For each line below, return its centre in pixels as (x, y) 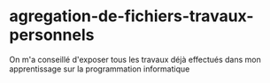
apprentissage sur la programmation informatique (100, 69)
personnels (52, 35)
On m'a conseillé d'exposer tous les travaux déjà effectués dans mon (135, 59)
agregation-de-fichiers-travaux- (131, 16)
